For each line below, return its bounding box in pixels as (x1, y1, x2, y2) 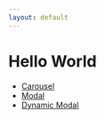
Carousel (20, 81, 55, 91)
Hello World (8, 51, 97, 71)
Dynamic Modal (20, 99, 79, 110)
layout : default (8, 12, 69, 22)
